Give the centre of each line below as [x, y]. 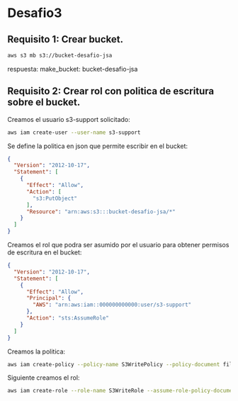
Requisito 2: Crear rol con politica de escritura [111, 91]
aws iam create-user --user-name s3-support [74, 132]
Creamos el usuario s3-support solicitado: [69, 119]
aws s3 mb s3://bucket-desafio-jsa [60, 55]
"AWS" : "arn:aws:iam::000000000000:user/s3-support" [112, 305]
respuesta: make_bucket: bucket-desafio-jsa [73, 69]
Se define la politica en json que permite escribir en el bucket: [98, 146]
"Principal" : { [49, 298]
